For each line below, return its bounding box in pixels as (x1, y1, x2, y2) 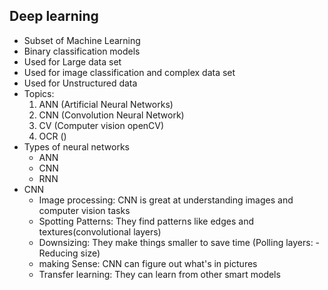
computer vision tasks (38, 204, 131, 216)
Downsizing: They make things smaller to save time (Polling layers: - (38, 236, 321, 248)
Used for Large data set (23, 55, 122, 68)
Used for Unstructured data (23, 77, 138, 89)
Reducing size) (38, 247, 101, 259)
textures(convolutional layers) (38, 225, 162, 238)
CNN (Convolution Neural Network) (38, 109, 185, 121)
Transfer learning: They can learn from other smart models (38, 268, 281, 280)
